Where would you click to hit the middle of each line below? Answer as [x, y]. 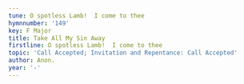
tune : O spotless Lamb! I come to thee [77, 16]
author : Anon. [32, 61]
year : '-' [25, 68]
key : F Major [30, 30]
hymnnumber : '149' [39, 23]
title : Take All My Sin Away [57, 38]
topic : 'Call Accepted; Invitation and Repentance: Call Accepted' [123, 53]
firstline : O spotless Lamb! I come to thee [85, 46]
